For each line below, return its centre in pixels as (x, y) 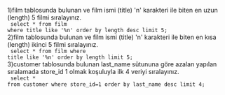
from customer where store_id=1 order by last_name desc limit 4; (106, 85)
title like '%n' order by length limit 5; (70, 57)
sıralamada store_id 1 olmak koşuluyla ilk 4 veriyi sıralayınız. (94, 72)
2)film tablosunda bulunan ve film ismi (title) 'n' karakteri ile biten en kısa (112, 37)
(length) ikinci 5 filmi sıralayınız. (53, 44)
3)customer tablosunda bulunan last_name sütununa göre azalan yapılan (112, 64)
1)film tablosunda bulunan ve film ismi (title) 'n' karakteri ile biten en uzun (113, 10)
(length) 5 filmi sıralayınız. (45, 17)
